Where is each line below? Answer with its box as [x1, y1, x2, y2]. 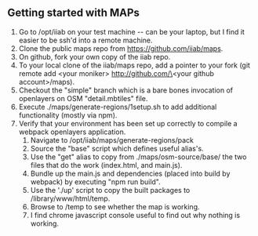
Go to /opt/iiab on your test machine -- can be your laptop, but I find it [18, 27, 245, 36]
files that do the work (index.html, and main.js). [30, 160, 183, 169]
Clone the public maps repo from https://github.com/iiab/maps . [18, 43, 223, 53]
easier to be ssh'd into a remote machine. [18, 35, 154, 45]
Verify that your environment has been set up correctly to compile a [18, 118, 238, 128]
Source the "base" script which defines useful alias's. [30, 143, 205, 153]
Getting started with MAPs [7, 6, 140, 20]
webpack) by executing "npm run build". [30, 176, 162, 187]
